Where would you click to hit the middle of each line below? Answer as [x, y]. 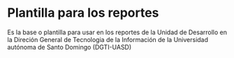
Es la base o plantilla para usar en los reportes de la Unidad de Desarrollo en [117, 32]
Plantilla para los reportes [83, 13]
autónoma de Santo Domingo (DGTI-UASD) [70, 47]
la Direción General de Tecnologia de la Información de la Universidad [108, 39]
